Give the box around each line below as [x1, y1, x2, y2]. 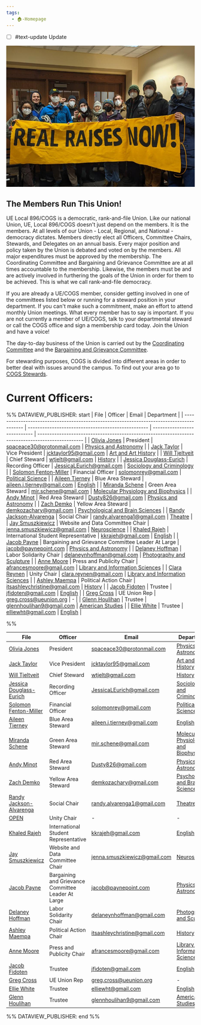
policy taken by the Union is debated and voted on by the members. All [6, 246, 181, 254]
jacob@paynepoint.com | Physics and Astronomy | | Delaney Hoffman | [6, 545, 182, 552]
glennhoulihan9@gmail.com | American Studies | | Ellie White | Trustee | [6, 602, 184, 609]
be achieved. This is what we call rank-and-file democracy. [6, 279, 152, 286]
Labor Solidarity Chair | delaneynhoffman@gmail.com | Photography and [6, 551, 185, 558]
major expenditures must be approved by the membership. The [6, 253, 162, 260]
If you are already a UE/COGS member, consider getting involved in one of [6, 290, 190, 297]
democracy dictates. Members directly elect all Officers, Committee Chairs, [6, 234, 192, 241]
